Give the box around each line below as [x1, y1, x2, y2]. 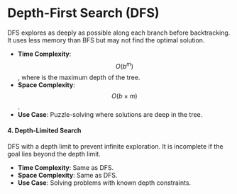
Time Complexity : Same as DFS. [17, 163, 114, 171]
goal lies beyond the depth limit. [7, 149, 101, 158]
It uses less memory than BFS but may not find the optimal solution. [7, 35, 205, 44]
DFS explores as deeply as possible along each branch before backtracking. [7, 28, 231, 37]
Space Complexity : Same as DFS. [17, 171, 118, 179]
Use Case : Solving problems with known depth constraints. [17, 178, 192, 187]
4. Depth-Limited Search [7, 126, 82, 135]
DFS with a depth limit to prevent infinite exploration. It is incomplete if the [7, 142, 224, 150]
